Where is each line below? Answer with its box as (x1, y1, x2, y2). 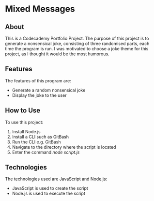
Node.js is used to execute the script (12, 190, 86, 197)
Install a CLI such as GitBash (12, 134, 69, 139)
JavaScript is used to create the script (12, 186, 88, 191)
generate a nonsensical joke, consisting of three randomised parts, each (5, 41, 150, 46)
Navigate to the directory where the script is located (12, 144, 116, 150)
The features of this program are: (5, 77, 71, 83)
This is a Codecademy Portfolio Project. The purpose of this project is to (5, 35, 149, 41)
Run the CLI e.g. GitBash (12, 139, 61, 145)
